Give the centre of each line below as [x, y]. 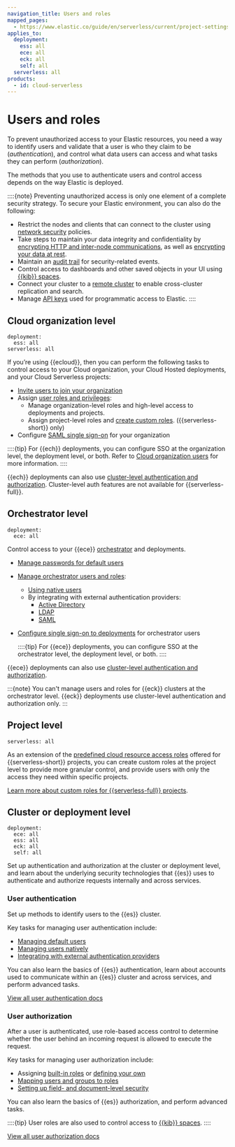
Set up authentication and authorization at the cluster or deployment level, [114, 866]
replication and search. [50, 292]
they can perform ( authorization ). [55, 162]
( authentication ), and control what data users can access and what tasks [113, 154]
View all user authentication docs [55, 998]
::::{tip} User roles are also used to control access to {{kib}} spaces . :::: [109, 1123]
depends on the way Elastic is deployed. [65, 183]
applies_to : [24, 33]
